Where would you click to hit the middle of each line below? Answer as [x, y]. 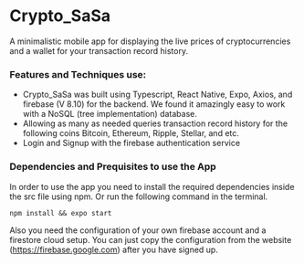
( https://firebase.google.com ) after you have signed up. [114, 249]
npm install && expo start [61, 213]
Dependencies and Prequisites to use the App [113, 167]
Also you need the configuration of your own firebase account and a [138, 230]
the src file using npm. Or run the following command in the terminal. [139, 196]
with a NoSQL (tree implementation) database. [110, 114]
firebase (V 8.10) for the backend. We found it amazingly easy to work [154, 104]
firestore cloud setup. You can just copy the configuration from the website [151, 239]
